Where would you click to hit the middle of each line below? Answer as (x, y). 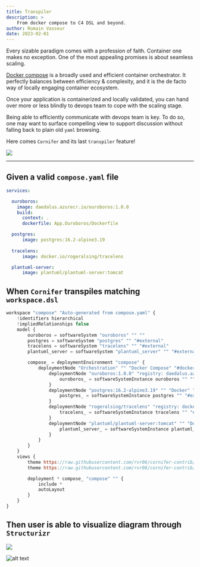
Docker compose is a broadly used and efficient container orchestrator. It (96, 75)
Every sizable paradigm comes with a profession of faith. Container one (94, 51)
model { (26, 329)
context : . (35, 218)
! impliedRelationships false (53, 324)
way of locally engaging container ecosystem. (62, 88)
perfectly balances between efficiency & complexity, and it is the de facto (96, 82)
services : (18, 190)
